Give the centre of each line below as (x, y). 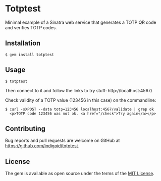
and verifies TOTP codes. (31, 27)
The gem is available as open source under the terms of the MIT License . (80, 174)
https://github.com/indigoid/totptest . (42, 146)
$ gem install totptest (30, 55)
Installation (23, 43)
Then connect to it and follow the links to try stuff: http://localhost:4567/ (79, 90)
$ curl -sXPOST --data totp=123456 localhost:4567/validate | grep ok (80, 109)
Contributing (25, 129)
